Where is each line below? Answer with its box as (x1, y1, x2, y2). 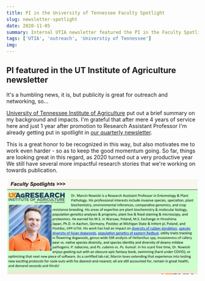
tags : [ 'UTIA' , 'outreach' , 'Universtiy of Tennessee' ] (6, 35, 151, 42)
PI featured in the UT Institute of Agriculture (6, 65, 176, 76)
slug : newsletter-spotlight (6, 16, 78, 23)
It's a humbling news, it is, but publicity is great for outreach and (6, 91, 168, 98)
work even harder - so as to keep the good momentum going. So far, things (6, 147, 196, 154)
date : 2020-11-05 (6, 23, 51, 29)
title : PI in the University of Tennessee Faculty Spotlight (6, 10, 165, 16)
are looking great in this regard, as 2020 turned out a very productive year (6, 153, 193, 161)
